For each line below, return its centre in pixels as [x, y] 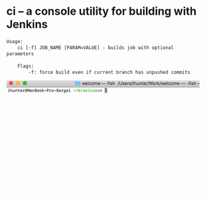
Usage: [15, 41]
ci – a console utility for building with [101, 11]
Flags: [26, 66]
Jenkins [27, 24]
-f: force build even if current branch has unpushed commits [109, 72]
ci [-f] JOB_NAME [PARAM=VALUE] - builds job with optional [96, 47]
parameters [20, 53]
